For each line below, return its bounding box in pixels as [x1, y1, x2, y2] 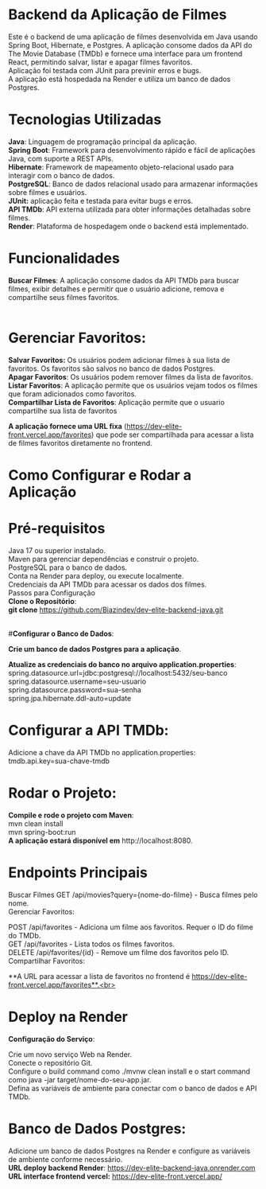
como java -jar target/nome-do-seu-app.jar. [8, 1074, 152, 1084]
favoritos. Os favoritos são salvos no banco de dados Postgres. [8, 364, 216, 373]
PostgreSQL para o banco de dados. [8, 563, 128, 572]
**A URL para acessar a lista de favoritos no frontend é [8, 971, 191, 980]
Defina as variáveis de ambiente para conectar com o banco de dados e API [8, 1083, 257, 1093]
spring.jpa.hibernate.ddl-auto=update [8, 693, 132, 703]
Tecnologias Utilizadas [8, 111, 162, 129]
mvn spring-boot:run [8, 827, 76, 836]
